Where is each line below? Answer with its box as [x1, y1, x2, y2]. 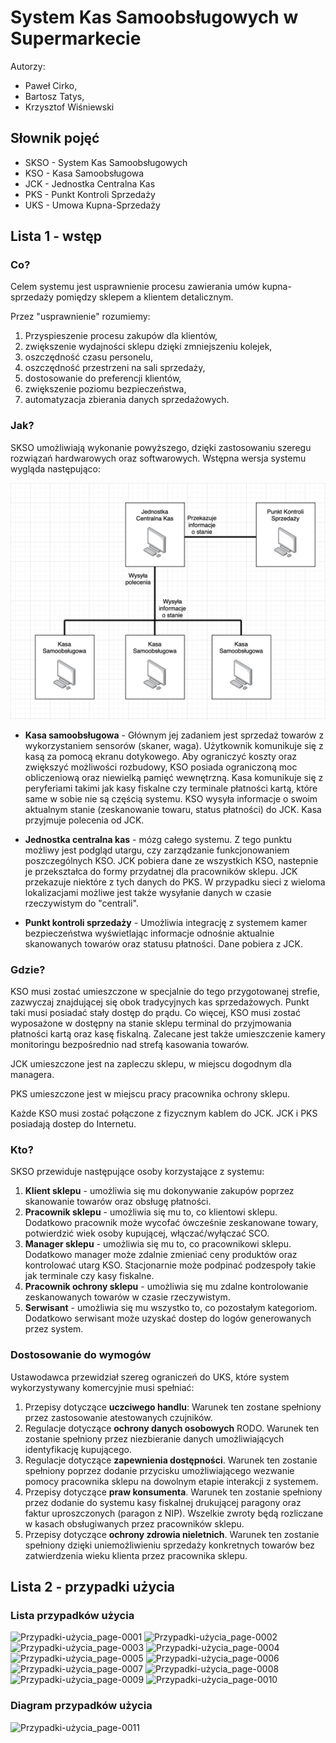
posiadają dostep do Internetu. [10, 1118, 137, 1130]
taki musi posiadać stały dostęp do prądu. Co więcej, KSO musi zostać [10, 1007, 301, 1019]
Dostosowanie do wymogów [10, 1348, 152, 1362]
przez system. [24, 1323, 84, 1335]
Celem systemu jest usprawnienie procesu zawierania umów [10, 281, 260, 293]
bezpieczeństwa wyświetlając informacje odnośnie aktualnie [24, 927, 275, 939]
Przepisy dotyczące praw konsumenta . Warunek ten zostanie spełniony [24, 1486, 323, 1498]
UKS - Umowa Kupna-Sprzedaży [24, 199, 161, 211]
